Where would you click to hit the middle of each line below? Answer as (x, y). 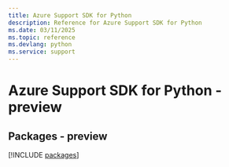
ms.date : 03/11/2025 (42, 30)
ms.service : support (42, 52)
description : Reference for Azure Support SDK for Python (105, 23)
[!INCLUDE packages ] (44, 155)
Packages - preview (58, 136)
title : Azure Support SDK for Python (70, 15)
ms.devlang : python (40, 45)
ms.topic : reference (42, 37)
